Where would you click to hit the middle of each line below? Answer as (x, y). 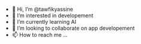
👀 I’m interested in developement (52, 15)
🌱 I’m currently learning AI (44, 22)
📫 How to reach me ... (40, 35)
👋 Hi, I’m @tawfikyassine (43, 9)
